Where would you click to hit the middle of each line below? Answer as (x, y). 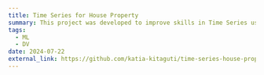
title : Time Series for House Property (73, 15)
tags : (17, 30)
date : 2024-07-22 (37, 52)
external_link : (33, 59)
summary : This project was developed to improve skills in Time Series (128, 23)
